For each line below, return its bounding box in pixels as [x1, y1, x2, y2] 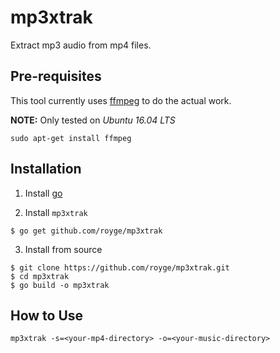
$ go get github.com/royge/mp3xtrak [10, 226, 163, 236]
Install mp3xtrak [24, 206, 88, 218]
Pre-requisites [10, 68, 102, 85]
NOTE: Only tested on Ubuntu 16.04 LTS [10, 114, 176, 126]
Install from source [24, 243, 103, 255]
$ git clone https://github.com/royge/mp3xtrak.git [10, 262, 230, 273]
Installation [10, 161, 82, 178]
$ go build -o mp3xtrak [10, 280, 110, 290]
